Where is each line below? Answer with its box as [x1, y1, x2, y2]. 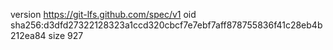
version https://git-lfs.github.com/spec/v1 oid [10, 9, 197, 20]
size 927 [48, 30, 84, 41]
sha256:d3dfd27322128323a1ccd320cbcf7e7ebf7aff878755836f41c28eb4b [10, 19, 323, 31]
